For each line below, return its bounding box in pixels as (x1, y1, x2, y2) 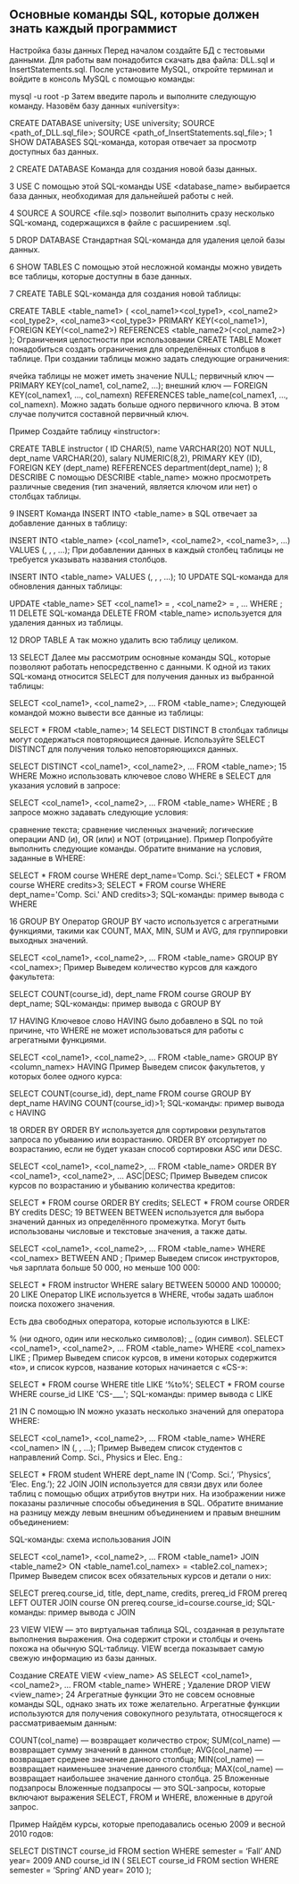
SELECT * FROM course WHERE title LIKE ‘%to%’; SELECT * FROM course (9, 1378, 286, 1390)
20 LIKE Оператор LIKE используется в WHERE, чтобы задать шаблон (9, 1289, 274, 1300)
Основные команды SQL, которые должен (9, 7, 260, 22)
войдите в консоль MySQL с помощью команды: (9, 73, 195, 84)
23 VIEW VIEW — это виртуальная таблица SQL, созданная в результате (9, 1624, 286, 1634)
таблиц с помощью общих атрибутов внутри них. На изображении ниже (9, 1488, 286, 1498)
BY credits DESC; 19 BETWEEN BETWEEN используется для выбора (9, 1206, 265, 1217)
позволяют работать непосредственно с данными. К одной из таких (9, 661, 271, 672)
